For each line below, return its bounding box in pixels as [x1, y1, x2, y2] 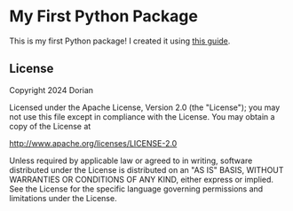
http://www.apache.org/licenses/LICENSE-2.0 [9, 137, 178, 148]
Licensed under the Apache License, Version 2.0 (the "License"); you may [9, 102, 281, 113]
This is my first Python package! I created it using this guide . [9, 35, 231, 46]
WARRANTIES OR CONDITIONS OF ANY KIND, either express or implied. [9, 174, 273, 184]
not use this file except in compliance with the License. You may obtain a [9, 111, 275, 121]
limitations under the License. [9, 192, 117, 203]
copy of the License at [9, 121, 91, 131]
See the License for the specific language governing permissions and [9, 184, 264, 194]
